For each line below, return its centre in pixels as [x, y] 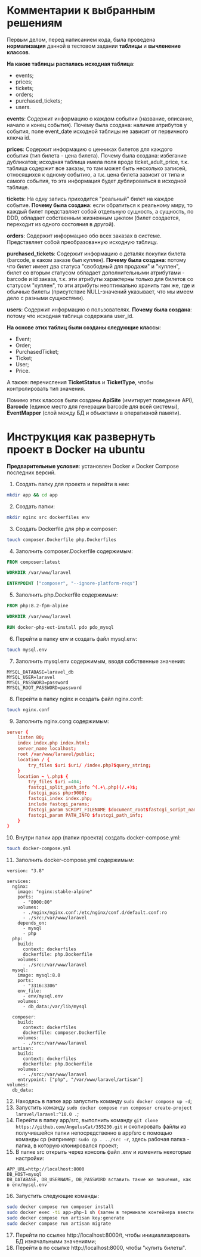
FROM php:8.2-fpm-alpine [38, 606]
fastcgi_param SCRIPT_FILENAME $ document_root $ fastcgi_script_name [114, 810]
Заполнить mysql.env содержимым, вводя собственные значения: [100, 661]
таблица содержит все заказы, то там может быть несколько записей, [97, 168]
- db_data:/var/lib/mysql [55, 1007]
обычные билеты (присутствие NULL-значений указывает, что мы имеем [100, 291]
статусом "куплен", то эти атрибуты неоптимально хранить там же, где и [101, 285]
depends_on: [32, 923]
